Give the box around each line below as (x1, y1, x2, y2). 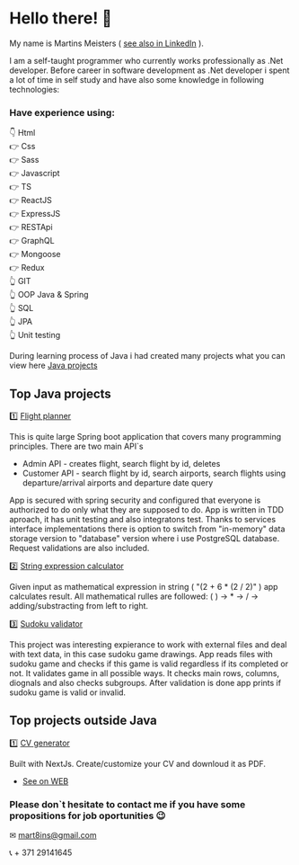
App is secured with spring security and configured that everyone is (9, 495, 261, 506)
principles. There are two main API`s (9, 441, 144, 452)
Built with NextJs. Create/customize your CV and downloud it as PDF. (9, 758, 267, 769)
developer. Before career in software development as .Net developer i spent (9, 65, 290, 76)
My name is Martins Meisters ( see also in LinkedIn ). (9, 38, 205, 49)
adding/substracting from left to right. (9, 601, 149, 611)
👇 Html (9, 128, 36, 138)
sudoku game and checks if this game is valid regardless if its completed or (9, 658, 289, 669)
